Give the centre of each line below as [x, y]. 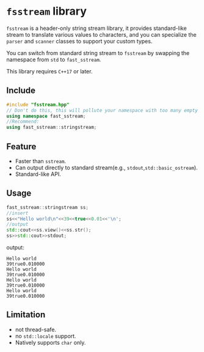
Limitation [26, 315]
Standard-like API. [38, 174]
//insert [17, 213]
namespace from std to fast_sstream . [54, 59]
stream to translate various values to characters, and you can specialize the [101, 34]
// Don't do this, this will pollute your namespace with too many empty [102, 110]
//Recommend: [23, 122]
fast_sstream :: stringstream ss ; [47, 207]
